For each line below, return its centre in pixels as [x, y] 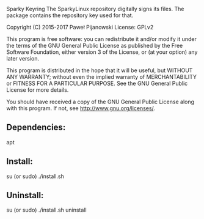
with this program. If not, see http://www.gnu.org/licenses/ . [81, 108]
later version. [23, 58]
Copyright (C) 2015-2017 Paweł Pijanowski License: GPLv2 [80, 27]
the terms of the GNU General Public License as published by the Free [95, 46]
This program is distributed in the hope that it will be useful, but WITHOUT [100, 70]
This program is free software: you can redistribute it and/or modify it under [101, 39]
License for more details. [38, 90]
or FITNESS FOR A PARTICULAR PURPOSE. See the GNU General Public [97, 83]
